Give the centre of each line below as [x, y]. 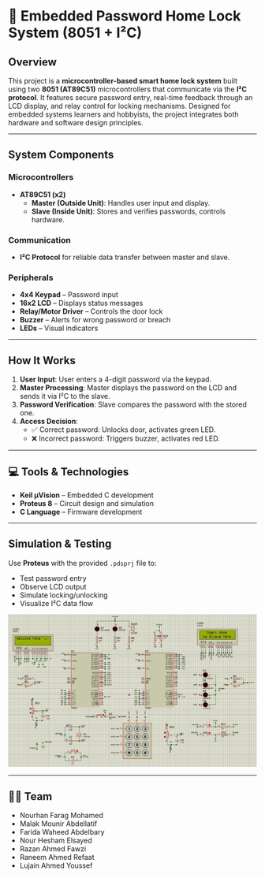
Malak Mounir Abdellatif [58, 824]
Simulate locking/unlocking [63, 595]
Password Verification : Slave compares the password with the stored [133, 404]
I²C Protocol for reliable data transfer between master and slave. [125, 257]
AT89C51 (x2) [43, 194]
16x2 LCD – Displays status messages [81, 303]
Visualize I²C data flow [56, 603]
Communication [39, 240]
